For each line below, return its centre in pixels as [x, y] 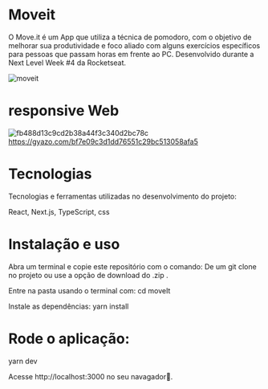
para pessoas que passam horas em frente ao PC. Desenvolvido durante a [131, 54]
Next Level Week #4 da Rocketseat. [67, 63]
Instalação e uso [64, 244]
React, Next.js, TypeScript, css [59, 211]
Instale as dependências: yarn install [69, 306]
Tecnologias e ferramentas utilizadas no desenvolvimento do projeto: [122, 196]
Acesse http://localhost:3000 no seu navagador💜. [91, 376]
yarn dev [23, 361]
